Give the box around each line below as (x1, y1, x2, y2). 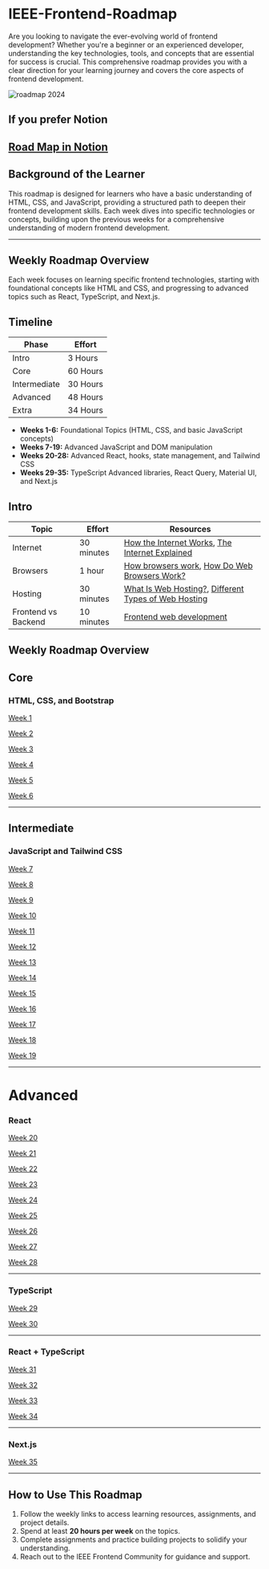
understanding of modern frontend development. (8, 222, 171, 233)
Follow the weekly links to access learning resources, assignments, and (19, 1509, 256, 1518)
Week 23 (8, 1180, 38, 1189)
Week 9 (8, 895, 34, 904)
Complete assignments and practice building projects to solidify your (19, 1534, 247, 1544)
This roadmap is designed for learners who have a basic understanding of (8, 189, 252, 198)
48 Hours (67, 392, 104, 403)
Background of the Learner (8, 168, 146, 181)
